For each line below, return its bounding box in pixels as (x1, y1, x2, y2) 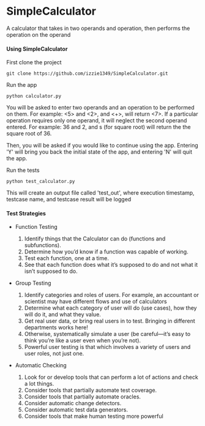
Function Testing (15, 223, 58, 231)
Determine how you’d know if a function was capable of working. (24, 248, 188, 255)
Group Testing (15, 280, 51, 287)
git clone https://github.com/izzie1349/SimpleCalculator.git (6, 70, 168, 77)
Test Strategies (6, 209, 46, 217)
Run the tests (6, 166, 40, 174)
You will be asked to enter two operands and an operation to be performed (6, 104, 195, 111)
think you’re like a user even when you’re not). (24, 337, 141, 344)
